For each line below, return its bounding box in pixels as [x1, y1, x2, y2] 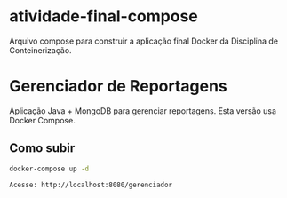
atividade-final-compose [9, 6, 198, 27]
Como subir [9, 140, 76, 156]
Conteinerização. [9, 44, 73, 55]
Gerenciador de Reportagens [9, 76, 228, 97]
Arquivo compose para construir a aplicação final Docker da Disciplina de [9, 36, 278, 46]
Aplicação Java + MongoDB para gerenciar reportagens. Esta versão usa [9, 105, 277, 116]
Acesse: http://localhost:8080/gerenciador [9, 180, 173, 189]
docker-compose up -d [9, 164, 90, 173]
